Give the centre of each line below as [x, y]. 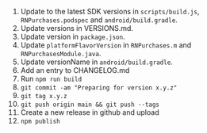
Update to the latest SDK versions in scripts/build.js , [110, 11]
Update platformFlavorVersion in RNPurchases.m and [106, 45]
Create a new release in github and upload [90, 112]
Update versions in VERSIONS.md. [77, 28]
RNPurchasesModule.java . [61, 53]
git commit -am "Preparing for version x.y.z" [99, 88]
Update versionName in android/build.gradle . [96, 62]
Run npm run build [51, 79]
